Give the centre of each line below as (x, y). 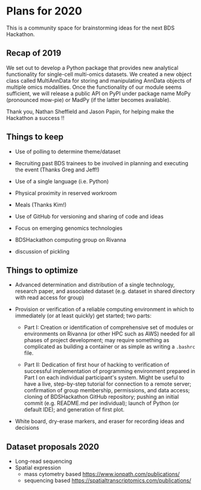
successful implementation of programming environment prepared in (110, 371)
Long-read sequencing (43, 461)
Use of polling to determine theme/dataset (68, 151)
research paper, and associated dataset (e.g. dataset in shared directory (105, 291)
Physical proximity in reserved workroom (66, 193)
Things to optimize (42, 270)
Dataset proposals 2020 (53, 447)
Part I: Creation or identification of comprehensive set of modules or (109, 328)
